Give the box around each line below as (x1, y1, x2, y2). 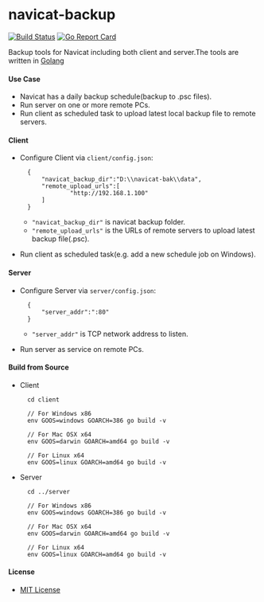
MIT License (19, 584, 61, 594)
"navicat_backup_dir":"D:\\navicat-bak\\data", (41, 175, 202, 184)
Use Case (8, 74, 41, 84)
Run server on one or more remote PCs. (19, 100, 151, 110)
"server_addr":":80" (41, 308, 110, 316)
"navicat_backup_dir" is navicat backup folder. (31, 217, 185, 227)
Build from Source (8, 362, 69, 372)
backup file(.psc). (31, 234, 90, 244)
